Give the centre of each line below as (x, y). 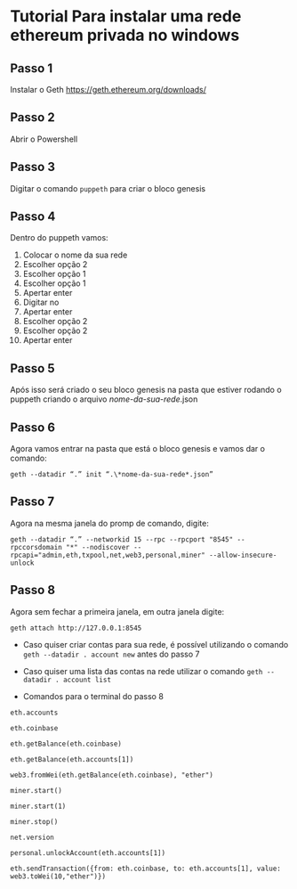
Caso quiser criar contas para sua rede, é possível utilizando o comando (156, 644)
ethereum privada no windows (125, 35)
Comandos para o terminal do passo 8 (93, 696)
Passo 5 (32, 368)
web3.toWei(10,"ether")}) (58, 876)
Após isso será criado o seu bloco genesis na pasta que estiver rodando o (146, 390)
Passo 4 (33, 217)
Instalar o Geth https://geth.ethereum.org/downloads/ (108, 90)
